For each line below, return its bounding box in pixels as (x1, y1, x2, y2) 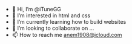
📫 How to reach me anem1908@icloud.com (12, 32, 122, 38)
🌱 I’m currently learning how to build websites (12, 18, 127, 25)
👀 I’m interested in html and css (12, 12, 91, 19)
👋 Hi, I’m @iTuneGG (12, 6, 62, 12)
